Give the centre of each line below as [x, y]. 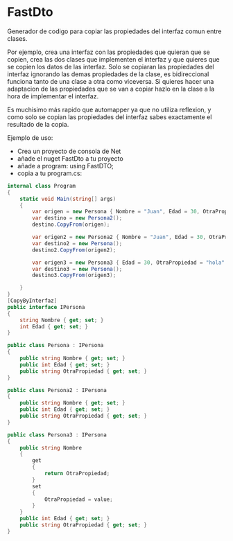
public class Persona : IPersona [55, 346]
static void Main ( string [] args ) [68, 199]
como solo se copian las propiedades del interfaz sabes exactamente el [110, 117]
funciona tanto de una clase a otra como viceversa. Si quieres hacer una [111, 81]
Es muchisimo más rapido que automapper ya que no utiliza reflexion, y [109, 109]
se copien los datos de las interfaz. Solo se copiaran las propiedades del [111, 66]
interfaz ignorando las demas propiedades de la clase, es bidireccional [108, 74]
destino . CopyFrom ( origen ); [71, 225]
